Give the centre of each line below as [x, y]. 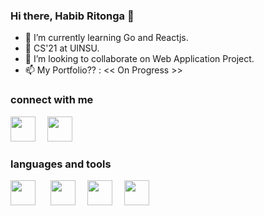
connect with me [52, 100]
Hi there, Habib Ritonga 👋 [72, 16]
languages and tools [61, 164]
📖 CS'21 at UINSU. [62, 48]
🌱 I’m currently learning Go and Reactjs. [106, 38]
